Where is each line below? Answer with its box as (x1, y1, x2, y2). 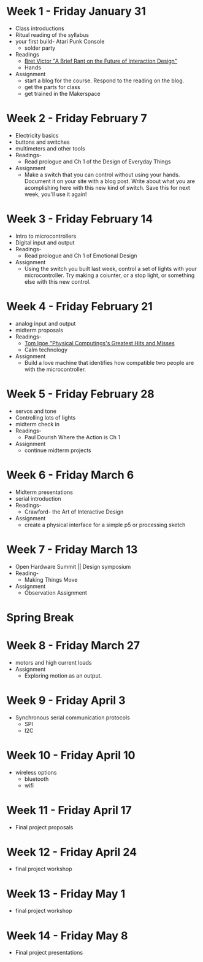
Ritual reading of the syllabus (15, 31, 89, 38)
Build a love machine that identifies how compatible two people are (24, 359, 194, 366)
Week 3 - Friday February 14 (6, 212, 153, 226)
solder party (24, 44, 56, 52)
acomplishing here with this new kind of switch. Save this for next (24, 184, 190, 191)
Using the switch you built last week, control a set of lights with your (24, 265, 197, 272)
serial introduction (15, 495, 61, 502)
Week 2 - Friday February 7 (6, 112, 147, 125)
